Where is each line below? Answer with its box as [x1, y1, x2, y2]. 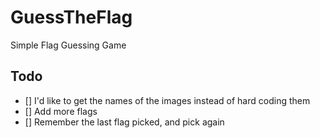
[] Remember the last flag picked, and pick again [24, 116, 225, 128]
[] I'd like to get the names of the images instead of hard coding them [24, 94, 311, 106]
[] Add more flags [24, 105, 98, 117]
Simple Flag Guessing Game [10, 39, 127, 51]
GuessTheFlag [10, 6, 133, 29]
